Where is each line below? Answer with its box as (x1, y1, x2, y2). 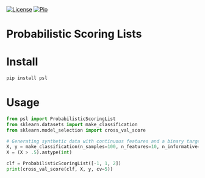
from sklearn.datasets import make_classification (6, 121, 138, 127)
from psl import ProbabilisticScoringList (6, 116, 116, 122)
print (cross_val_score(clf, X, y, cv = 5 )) (6, 166, 113, 173)
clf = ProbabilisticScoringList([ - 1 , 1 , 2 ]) (6, 160, 121, 167)
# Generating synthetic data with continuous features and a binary (6, 138, 184, 144)
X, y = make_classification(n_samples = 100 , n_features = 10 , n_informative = (6, 144, 201, 150)
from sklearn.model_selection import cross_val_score (6, 127, 146, 133)
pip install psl (6, 75, 48, 82)
